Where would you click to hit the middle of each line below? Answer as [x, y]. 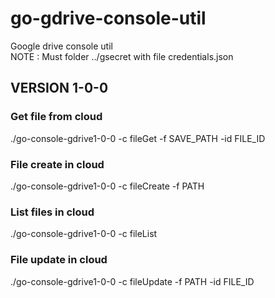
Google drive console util [61, 46]
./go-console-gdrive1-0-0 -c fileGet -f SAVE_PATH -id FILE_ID [138, 138]
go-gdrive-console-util [108, 18]
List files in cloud [52, 212]
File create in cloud [57, 164]
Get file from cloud [56, 117]
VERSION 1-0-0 [59, 88]
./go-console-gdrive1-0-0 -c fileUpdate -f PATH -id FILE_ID [132, 281]
